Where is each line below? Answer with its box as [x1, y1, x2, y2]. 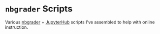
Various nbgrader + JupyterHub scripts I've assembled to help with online [5, 19, 155, 25]
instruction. [5, 24, 28, 30]
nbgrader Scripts [5, 3, 73, 14]
